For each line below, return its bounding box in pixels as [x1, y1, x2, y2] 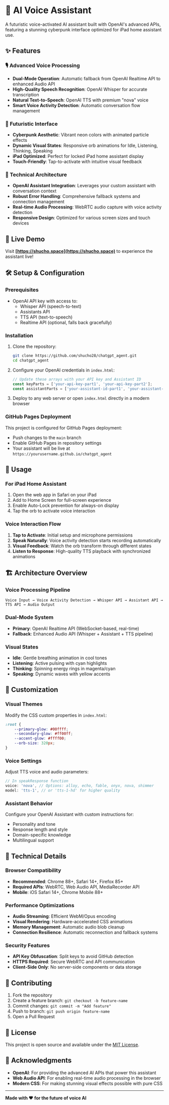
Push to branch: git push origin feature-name [12, 1008, 110, 1014]
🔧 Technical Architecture [5, 171, 67, 178]
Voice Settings [5, 757, 42, 764]
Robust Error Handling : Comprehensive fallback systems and [12, 193, 140, 199]
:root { [5, 722, 22, 727]
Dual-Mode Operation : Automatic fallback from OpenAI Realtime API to [12, 75, 161, 81]
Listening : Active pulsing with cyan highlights [12, 660, 107, 666]
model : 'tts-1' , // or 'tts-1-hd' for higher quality [5, 787, 121, 793]
